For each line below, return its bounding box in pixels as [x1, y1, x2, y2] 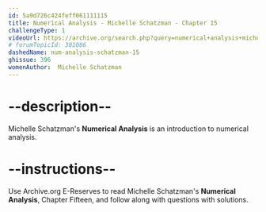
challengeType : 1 [8, 26, 66, 34]
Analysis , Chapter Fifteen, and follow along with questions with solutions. [8, 195, 249, 204]
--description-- [8, 97, 112, 115]
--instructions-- [8, 160, 116, 178]
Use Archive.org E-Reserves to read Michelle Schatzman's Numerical [8, 186, 236, 195]
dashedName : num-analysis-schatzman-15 [8, 48, 140, 56]
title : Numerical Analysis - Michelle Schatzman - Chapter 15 [8, 19, 218, 27]
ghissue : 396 [8, 56, 51, 64]
